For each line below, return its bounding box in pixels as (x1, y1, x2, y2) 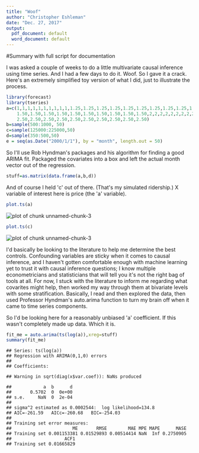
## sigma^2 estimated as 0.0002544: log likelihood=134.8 (6, 405, 155, 411)
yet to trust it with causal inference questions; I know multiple (6, 265, 156, 272)
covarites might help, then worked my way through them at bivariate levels (6, 284, 188, 291)
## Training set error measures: (6, 420, 89, 426)
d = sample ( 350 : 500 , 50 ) (6, 133, 60, 139)
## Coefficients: (6, 364, 49, 370)
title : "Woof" (6, 8, 41, 15)
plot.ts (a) (6, 201, 33, 207)
